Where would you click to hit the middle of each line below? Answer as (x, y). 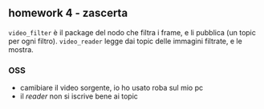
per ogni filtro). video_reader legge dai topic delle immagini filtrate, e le (125, 41)
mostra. (21, 49)
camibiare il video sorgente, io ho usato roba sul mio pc (112, 88)
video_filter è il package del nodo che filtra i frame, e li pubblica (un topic (132, 32)
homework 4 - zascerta (68, 13)
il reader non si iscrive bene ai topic (79, 96)
